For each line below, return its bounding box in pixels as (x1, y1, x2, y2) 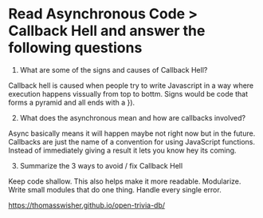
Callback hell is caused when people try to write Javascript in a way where (8, 81, 254, 90)
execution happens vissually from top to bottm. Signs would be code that (8, 89, 249, 98)
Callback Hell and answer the (8, 22, 206, 40)
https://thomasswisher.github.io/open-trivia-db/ (8, 200, 166, 210)
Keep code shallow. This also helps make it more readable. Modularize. (8, 176, 241, 186)
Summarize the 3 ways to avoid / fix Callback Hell (19, 161, 183, 170)
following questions (8, 39, 143, 57)
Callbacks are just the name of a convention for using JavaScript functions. (8, 137, 256, 146)
